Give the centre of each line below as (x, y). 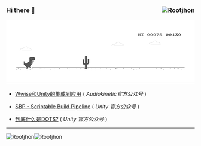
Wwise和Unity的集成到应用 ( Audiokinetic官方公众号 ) (80, 94)
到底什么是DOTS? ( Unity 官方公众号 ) (61, 119)
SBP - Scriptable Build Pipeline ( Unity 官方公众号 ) (77, 107)
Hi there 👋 (21, 10)
